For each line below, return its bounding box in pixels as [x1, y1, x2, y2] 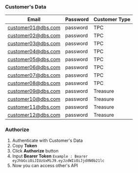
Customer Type [93, 16, 131, 23]
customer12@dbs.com [7, 111, 61, 118]
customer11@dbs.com [7, 104, 61, 110]
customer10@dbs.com [7, 96, 61, 103]
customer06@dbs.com [7, 64, 61, 71]
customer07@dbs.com [7, 72, 61, 79]
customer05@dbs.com [7, 56, 61, 63]
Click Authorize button [12, 148, 59, 153]
